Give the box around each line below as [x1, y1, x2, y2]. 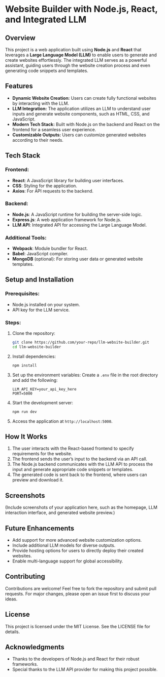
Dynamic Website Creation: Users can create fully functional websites [12, 95, 157, 101]
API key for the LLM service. [12, 307, 70, 313]
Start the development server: [12, 399, 73, 405]
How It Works [5, 432, 48, 440]
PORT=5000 [12, 391, 33, 396]
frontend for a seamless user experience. [12, 126, 97, 132]
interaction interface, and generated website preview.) [5, 510, 115, 516]
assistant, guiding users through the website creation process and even [5, 63, 150, 68]
